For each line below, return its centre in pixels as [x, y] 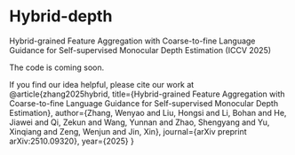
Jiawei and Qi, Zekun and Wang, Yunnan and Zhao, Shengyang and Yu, [140, 122]
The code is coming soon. [57, 67]
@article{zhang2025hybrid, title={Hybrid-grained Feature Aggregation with [147, 94]
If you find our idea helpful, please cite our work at [102, 84]
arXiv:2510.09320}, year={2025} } [72, 141]
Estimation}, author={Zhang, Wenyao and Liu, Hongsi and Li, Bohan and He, [148, 112]
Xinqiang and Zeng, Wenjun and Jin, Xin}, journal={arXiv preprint [128, 131]
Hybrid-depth [61, 16]
